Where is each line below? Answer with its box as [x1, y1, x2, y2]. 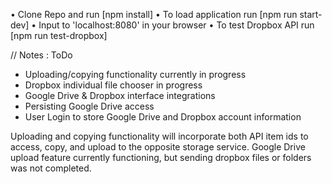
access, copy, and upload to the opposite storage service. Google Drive [10, 141, 306, 153]
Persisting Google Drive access [24, 100, 155, 112]
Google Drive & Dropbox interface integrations [24, 90, 216, 101]
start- [299, 9, 323, 20]
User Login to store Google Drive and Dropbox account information [24, 111, 302, 123]
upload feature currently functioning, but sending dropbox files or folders [10, 152, 312, 163]
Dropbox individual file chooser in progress [24, 79, 203, 91]
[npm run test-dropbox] [10, 30, 108, 41]
